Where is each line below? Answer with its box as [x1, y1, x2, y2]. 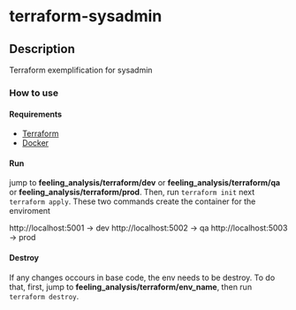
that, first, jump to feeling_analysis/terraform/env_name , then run [9, 281, 253, 292]
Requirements [9, 109, 63, 119]
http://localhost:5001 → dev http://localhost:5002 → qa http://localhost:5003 [9, 223, 288, 233]
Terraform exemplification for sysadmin [9, 64, 153, 75]
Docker [21, 138, 49, 148]
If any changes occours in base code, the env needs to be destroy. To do [9, 272, 276, 283]
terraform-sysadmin [9, 6, 163, 26]
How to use [9, 87, 59, 99]
